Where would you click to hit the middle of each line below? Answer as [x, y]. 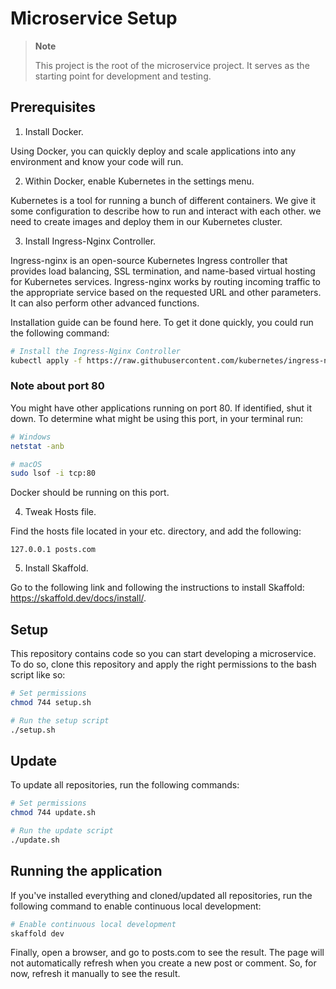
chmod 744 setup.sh [51, 702]
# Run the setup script [60, 720]
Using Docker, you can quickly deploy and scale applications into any [153, 151]
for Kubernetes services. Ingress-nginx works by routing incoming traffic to [166, 281]
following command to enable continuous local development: [136, 906]
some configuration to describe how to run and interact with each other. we [166, 211]
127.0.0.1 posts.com [53, 550]
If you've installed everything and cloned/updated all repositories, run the [161, 895]
